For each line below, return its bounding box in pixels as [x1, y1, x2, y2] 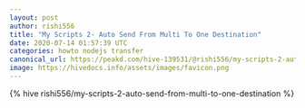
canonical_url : [9, 55, 67, 64]
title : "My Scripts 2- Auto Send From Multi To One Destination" [9, 30, 261, 39]
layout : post [9, 13, 59, 22]
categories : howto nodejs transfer [9, 47, 144, 56]
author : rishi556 [9, 22, 75, 31]
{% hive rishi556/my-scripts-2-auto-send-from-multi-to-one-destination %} [9, 87, 295, 99]
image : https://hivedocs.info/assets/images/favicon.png [9, 64, 230, 73]
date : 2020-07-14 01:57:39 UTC [9, 38, 128, 48]
